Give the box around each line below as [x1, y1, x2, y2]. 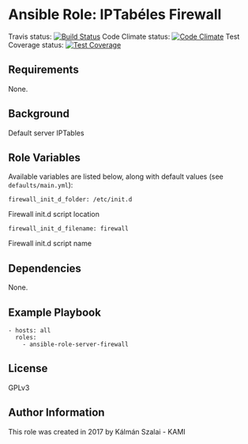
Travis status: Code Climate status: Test [8, 32, 240, 41]
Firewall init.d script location [8, 210, 100, 219]
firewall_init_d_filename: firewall [8, 225, 129, 233]
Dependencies [8, 261, 81, 275]
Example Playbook [8, 305, 101, 319]
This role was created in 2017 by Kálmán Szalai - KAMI [8, 427, 186, 436]
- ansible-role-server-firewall [22, 340, 129, 348]
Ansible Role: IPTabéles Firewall [8, 6, 222, 24]
